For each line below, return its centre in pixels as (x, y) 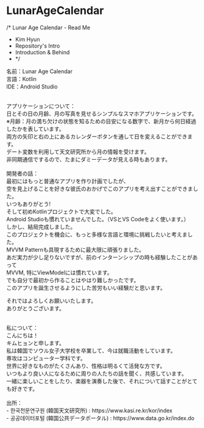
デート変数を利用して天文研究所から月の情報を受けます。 (78, 152)
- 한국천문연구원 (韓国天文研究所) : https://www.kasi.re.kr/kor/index (89, 410)
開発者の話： (22, 173)
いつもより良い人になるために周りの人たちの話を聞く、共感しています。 (97, 373)
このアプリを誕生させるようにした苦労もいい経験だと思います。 (86, 288)
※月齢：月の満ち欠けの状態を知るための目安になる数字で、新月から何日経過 (101, 121)
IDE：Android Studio (32, 87)
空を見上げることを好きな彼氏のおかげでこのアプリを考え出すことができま (100, 188)
